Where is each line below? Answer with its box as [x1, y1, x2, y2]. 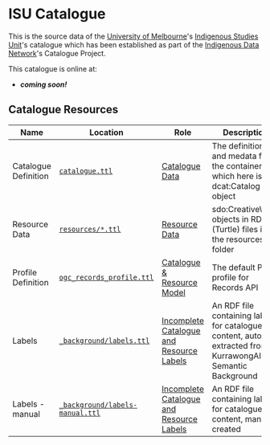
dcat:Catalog [211, 180, 261, 191]
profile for [211, 271, 249, 283]
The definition [211, 140, 265, 151]
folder [211, 243, 235, 255]
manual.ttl [59, 408, 100, 418]
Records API [211, 282, 259, 293]
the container [211, 160, 263, 171]
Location [89, 126, 125, 137]
